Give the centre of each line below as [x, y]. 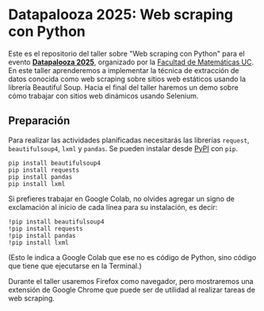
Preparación [39, 121]
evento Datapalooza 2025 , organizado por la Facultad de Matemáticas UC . [131, 62]
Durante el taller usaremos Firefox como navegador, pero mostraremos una [131, 281]
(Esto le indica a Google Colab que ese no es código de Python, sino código [132, 257]
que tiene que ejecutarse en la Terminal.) [75, 266]
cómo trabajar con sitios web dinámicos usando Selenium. [103, 95]
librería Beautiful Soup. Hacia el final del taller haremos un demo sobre [124, 87]
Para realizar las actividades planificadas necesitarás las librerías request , [129, 140]
